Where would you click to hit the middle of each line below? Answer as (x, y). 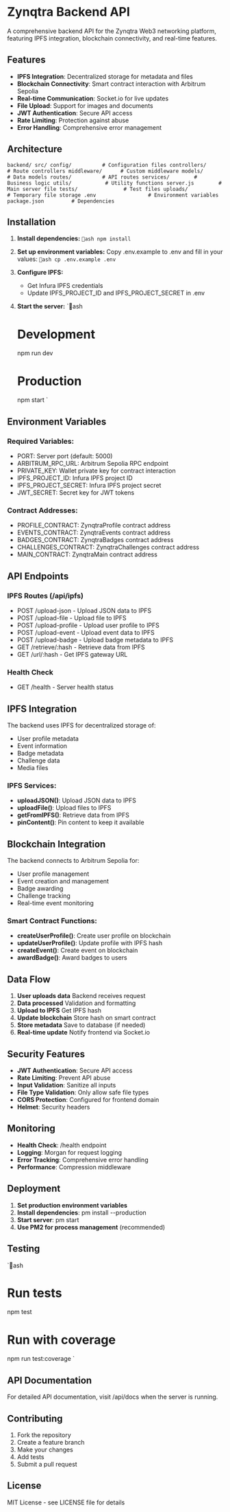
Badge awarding (40, 889)
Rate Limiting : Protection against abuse (73, 120)
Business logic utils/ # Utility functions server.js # (115, 183)
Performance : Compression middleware (74, 1167)
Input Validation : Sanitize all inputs (66, 1085)
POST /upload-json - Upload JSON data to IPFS (84, 610)
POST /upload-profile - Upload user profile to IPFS (88, 625)
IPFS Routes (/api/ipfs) (46, 596)
